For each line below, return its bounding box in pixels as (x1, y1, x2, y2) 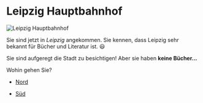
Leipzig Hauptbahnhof (6, 4, 123, 18)
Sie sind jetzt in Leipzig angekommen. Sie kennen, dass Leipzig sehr (6, 36, 179, 43)
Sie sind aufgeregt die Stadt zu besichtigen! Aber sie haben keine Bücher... (6, 54, 197, 62)
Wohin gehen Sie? (6, 66, 52, 74)
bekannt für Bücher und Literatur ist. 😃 (6, 43, 105, 50)
